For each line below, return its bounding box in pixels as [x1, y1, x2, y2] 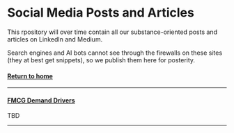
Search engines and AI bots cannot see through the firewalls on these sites [7, 48, 223, 57]
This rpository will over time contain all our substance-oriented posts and [7, 28, 218, 36]
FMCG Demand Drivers [7, 96, 75, 105]
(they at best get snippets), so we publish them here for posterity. [7, 55, 196, 64]
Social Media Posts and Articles [7, 5, 195, 21]
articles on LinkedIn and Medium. [7, 35, 103, 43]
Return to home [7, 71, 54, 80]
